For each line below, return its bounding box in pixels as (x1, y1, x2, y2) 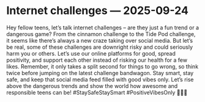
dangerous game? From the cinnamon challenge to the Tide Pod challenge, (6, 30, 196, 37)
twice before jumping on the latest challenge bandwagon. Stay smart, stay (6, 69, 194, 76)
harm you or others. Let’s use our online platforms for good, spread (6, 49, 176, 57)
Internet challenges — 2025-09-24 (6, 4, 188, 18)
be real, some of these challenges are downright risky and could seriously (6, 43, 193, 51)
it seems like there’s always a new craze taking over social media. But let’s (6, 37, 193, 44)
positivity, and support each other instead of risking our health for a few (6, 56, 188, 64)
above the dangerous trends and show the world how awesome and (6, 82, 178, 89)
